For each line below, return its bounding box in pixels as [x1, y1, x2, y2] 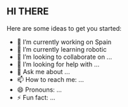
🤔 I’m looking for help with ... [16, 59, 100, 69]
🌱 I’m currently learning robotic [16, 45, 107, 53]
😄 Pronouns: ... [16, 85, 63, 94]
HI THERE [6, 6, 49, 17]
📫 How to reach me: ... [16, 75, 84, 83]
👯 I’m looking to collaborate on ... [16, 52, 113, 61]
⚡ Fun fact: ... [16, 93, 56, 101]
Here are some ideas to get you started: [6, 24, 122, 32]
